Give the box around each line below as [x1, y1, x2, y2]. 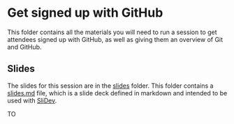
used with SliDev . [7, 96, 57, 104]
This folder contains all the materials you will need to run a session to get [7, 28, 217, 36]
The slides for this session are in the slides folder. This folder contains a [7, 82, 214, 90]
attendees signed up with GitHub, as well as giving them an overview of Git [7, 35, 224, 43]
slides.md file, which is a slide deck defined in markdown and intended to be [7, 88, 228, 97]
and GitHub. [7, 42, 42, 51]
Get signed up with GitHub [7, 5, 163, 21]
